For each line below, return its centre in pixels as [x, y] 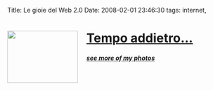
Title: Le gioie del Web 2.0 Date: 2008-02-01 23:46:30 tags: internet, [107, 10]
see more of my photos [121, 58]
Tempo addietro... [140, 38]
